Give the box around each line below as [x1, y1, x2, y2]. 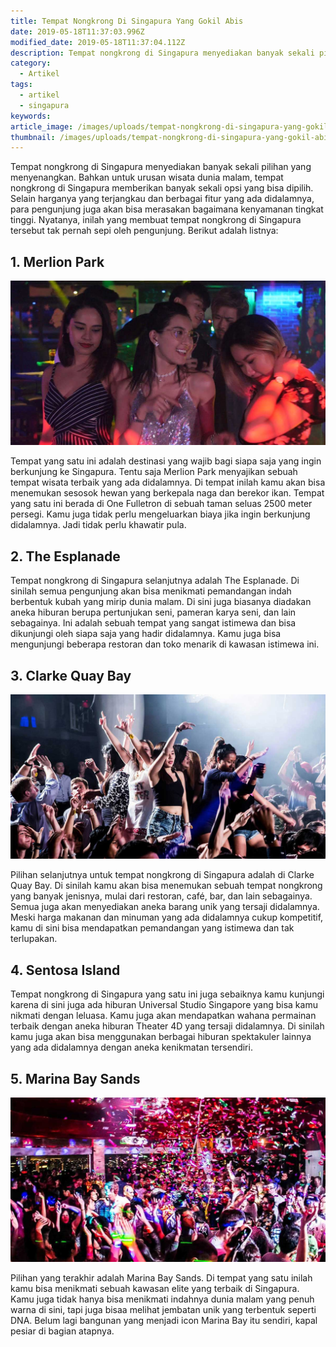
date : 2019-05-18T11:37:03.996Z [10, 26, 145, 37]
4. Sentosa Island [10, 961, 121, 979]
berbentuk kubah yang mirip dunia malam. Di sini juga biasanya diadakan [10, 596, 312, 608]
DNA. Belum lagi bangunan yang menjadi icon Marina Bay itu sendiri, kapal [10, 1315, 318, 1327]
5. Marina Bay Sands [10, 1070, 141, 1087]
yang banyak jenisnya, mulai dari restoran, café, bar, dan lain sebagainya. [10, 890, 313, 902]
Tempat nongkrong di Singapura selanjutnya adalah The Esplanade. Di [10, 575, 300, 587]
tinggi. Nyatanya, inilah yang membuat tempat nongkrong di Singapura [10, 214, 302, 226]
